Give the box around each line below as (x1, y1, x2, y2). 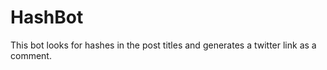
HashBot (10, 6, 84, 29)
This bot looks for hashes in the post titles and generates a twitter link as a (10, 39, 317, 51)
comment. (10, 49, 52, 61)
